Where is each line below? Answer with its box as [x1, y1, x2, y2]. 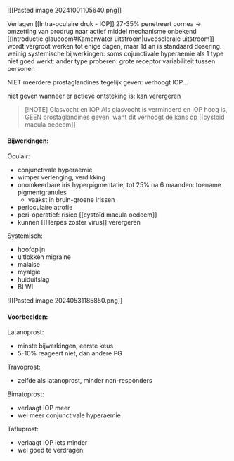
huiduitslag [17, 275, 50, 284]
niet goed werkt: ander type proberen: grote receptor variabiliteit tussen [7, 57, 216, 65]
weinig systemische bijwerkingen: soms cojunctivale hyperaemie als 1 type [7, 49, 224, 58]
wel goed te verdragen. [17, 446, 86, 455]
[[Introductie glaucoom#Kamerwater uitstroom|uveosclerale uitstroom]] [7, 34, 214, 43]
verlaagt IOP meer [17, 404, 70, 412]
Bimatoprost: [7, 390, 44, 398]
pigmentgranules [17, 188, 67, 196]
